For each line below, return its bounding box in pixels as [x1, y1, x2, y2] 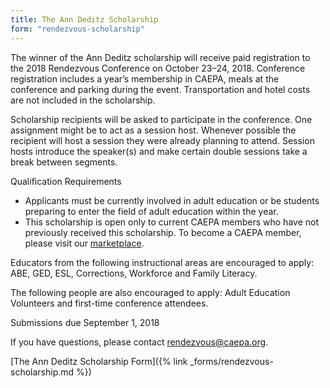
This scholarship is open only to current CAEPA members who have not [24, 216, 319, 228]
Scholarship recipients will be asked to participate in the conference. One [10, 113, 313, 125]
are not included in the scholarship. [10, 94, 156, 106]
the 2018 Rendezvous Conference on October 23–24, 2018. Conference [10, 62, 306, 74]
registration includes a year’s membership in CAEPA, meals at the [10, 72, 280, 85]
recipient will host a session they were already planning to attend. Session [10, 134, 315, 146]
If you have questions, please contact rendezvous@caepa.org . [10, 336, 269, 348]
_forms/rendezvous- [189, 355, 274, 367]
